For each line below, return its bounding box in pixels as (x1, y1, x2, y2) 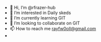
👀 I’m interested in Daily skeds (9, 10, 71, 16)
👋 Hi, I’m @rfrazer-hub (9, 5, 56, 10)
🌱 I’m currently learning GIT (9, 15, 66, 21)
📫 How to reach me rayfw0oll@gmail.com (9, 26, 96, 31)
